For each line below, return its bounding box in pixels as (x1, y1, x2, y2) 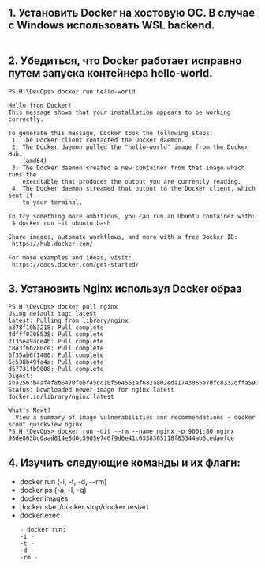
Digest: (8, 372, 34, 381)
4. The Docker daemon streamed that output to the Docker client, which (11, 184, 256, 192)
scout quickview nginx (8, 421, 83, 429)
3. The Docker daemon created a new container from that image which (11, 164, 245, 172)
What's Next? (8, 407, 51, 415)
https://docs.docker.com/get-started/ (11, 260, 140, 268)
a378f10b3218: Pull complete (8, 324, 104, 331)
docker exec (19, 510, 61, 521)
